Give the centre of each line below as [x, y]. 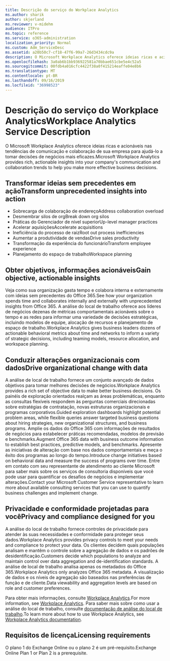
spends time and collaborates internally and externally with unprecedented [83, 301]
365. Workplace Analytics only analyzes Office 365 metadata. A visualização [85, 572]
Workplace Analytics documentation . [44, 619]
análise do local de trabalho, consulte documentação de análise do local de [84, 608]
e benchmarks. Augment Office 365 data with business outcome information [84, 439]
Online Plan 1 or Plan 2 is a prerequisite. [46, 653]
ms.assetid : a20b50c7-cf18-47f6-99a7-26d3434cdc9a [60, 52]
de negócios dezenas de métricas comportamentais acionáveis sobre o [80, 312]
